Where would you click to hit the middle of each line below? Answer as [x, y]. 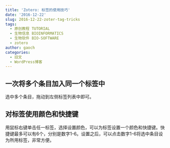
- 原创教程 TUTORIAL [30, 29]
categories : [18, 52]
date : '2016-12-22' [26, 15]
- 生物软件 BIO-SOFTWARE [34, 39]
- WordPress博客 [26, 62]
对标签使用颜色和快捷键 [42, 114]
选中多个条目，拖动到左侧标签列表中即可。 [50, 97]
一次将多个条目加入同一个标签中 [55, 83]
